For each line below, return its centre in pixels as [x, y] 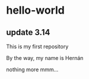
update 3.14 [28, 32]
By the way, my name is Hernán [45, 58]
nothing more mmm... [32, 69]
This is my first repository [37, 46]
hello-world [36, 10]
